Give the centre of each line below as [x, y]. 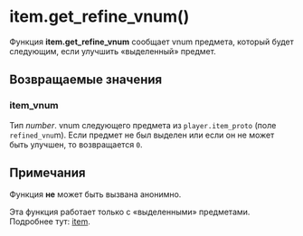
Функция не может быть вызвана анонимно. [95, 194]
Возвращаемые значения [86, 80]
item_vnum [34, 106]
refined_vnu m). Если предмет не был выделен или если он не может [142, 135]
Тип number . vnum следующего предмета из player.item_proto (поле [143, 125]
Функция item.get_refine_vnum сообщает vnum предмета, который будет [151, 42]
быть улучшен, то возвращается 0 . [76, 144]
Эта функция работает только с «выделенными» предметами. [130, 212]
